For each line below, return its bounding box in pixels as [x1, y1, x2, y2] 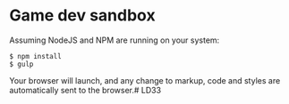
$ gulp [9, 60, 34, 68]
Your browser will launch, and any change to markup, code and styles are [9, 75, 281, 85]
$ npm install [9, 52, 63, 60]
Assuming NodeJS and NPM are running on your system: [9, 35, 220, 45]
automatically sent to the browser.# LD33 [9, 84, 162, 95]
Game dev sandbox [9, 5, 156, 26]
